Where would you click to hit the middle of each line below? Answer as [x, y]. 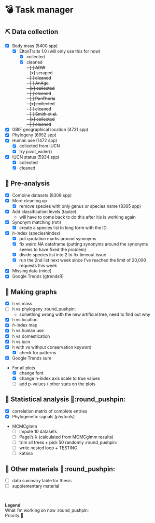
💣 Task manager [39, 10]
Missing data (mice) [32, 271]
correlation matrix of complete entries [49, 411]
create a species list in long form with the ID [63, 228]
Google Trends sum [32, 358]
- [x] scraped [40, 73]
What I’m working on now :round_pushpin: [47, 510]
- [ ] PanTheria [41, 98]
